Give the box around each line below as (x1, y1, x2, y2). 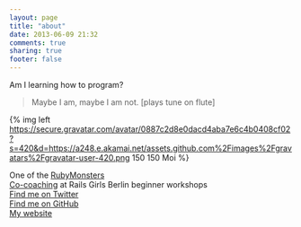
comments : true (9, 38, 66, 48)
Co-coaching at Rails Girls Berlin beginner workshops (9, 179, 208, 189)
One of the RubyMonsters (9, 170, 105, 180)
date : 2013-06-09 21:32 (9, 30, 99, 39)
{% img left (9, 114, 51, 125)
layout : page (9, 13, 58, 22)
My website (9, 208, 52, 218)
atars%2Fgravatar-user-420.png (9, 153, 130, 162)
